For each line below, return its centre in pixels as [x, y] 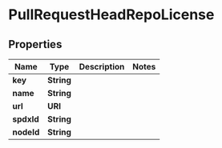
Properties [35, 44]
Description [102, 67]
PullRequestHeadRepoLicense [111, 15]
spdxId [26, 119]
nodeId [26, 132]
